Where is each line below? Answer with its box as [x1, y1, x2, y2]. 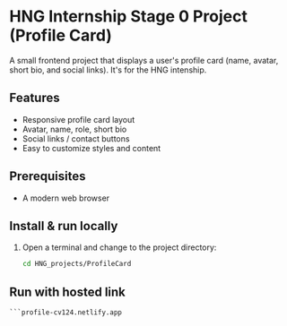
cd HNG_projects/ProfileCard [22, 260, 132, 269]
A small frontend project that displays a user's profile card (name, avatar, [9, 55, 279, 65]
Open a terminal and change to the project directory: [22, 242, 217, 253]
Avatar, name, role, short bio [22, 124, 127, 134]
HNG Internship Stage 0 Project [9, 6, 248, 27]
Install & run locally [9, 218, 118, 234]
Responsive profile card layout [22, 114, 135, 124]
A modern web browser [22, 193, 110, 203]
